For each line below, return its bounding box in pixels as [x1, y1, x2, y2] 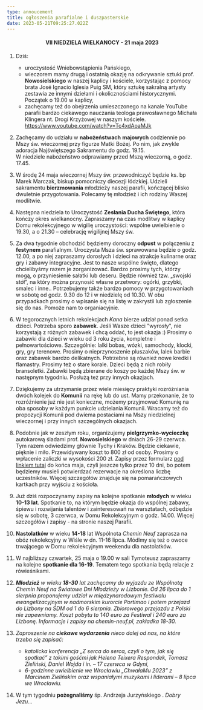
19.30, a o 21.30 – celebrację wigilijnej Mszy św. [15, 228, 135, 235]
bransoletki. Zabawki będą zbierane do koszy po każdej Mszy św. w [15, 367, 185, 374]
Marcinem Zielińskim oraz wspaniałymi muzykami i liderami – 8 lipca [24, 673, 196, 680]
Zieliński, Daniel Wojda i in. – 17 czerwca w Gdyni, [24, 660, 149, 668]
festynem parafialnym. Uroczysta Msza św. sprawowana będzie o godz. [15, 246, 197, 253]
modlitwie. [15, 197, 42, 204]
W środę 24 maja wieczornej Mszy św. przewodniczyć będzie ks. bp [15, 171, 186, 179]
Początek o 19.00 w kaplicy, [24, 96, 94, 104]
